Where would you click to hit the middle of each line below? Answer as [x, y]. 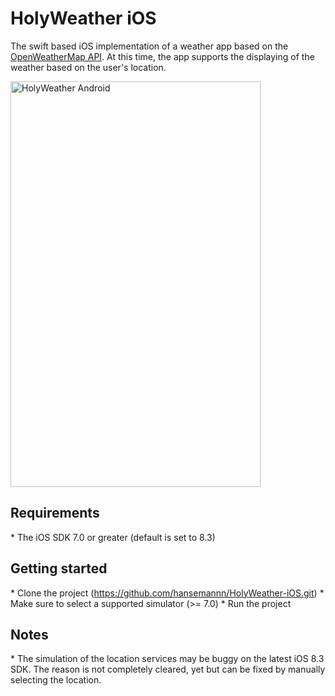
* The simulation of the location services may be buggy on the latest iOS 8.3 [167, 659]
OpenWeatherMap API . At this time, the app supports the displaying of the [162, 56]
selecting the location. [56, 680]
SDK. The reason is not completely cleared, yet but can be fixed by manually [168, 669]
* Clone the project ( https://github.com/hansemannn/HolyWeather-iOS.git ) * [167, 593]
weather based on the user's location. [88, 67]
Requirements [55, 513]
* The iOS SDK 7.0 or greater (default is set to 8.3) [113, 537]
